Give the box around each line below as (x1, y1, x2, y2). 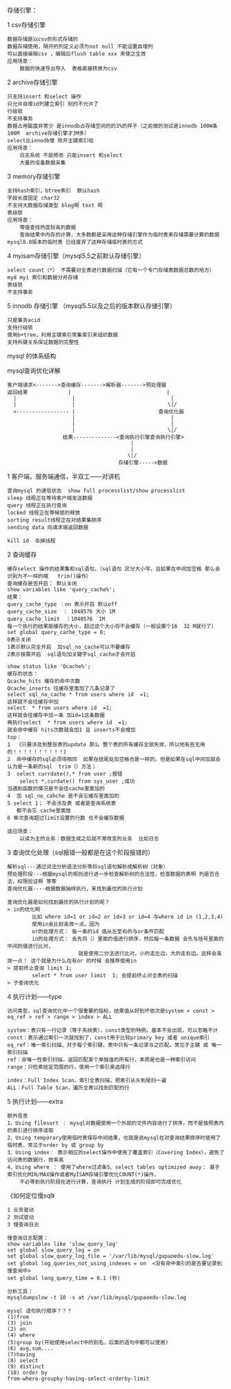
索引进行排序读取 (12, 1127, 54, 1134)
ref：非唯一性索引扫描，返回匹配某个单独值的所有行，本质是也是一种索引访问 (7, 1056, 197, 1063)
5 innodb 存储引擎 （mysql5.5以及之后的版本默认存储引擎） (7, 302, 176, 309)
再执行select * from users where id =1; (7, 719, 128, 726)
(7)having (7, 1351, 36, 1358)
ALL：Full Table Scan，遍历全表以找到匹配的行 (7, 1084, 130, 1091)
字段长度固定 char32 (7, 195, 60, 202)
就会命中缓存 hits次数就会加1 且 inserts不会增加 (7, 727, 136, 734)
